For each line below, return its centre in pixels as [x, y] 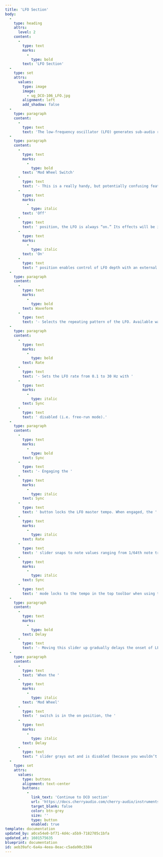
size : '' [40, 815]
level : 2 [27, 32]
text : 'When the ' [41, 675]
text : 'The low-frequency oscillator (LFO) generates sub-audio [89, 132]
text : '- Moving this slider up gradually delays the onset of [88, 648]
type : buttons [37, 779]
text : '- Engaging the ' [48, 471]
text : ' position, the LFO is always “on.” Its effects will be [89, 227]
